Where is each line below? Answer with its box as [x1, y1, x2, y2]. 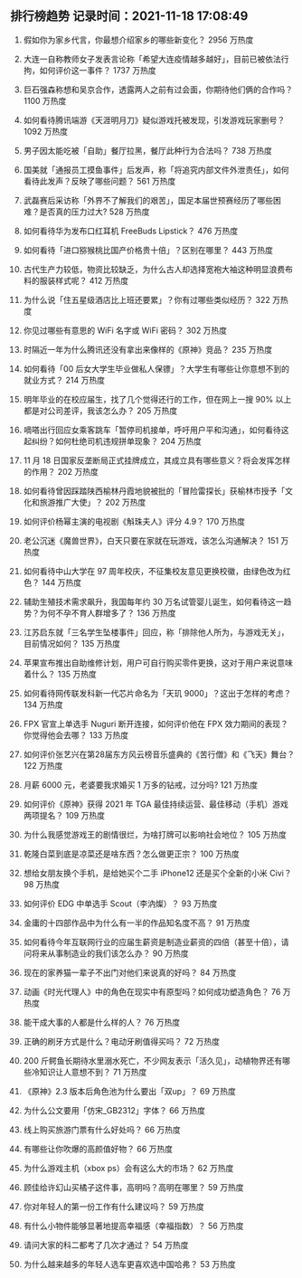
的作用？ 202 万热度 [23, 466, 99, 477]
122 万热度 [23, 760, 63, 771]
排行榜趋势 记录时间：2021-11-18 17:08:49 [10, 8, 249, 24]
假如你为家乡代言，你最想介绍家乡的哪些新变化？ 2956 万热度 [23, 34, 254, 45]
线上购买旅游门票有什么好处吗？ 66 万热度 [23, 1124, 182, 1135]
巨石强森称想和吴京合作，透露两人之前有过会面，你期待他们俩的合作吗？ [23, 84, 293, 95]
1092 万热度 [23, 126, 69, 137]
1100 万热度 [23, 95, 67, 106]
